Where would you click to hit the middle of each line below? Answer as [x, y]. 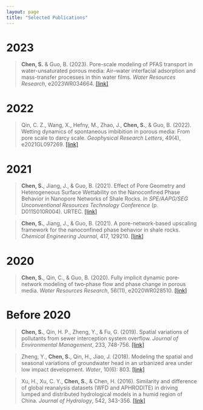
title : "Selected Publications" [47, 18]
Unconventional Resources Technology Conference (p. [90, 205]
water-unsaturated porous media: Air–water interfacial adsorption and [108, 71]
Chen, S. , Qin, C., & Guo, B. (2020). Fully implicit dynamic [93, 278]
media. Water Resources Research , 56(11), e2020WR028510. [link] [104, 291]
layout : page [23, 12]
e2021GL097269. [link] [50, 145]
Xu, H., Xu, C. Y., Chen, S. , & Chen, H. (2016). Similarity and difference [109, 381]
